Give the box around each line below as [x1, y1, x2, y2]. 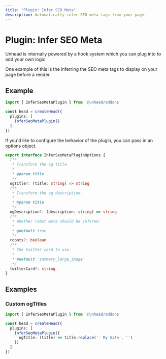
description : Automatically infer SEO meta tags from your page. [5, 12, 146, 17]
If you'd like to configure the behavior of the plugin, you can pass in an [5, 137, 153, 143]
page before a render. [5, 72, 51, 78]
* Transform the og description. [12, 190, 83, 196]
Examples [5, 285, 37, 293]
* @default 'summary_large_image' [12, 257, 85, 262]
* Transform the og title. [12, 162, 70, 167]
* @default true [12, 228, 47, 233]
